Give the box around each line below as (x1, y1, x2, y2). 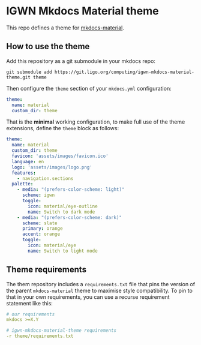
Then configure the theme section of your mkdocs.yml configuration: (6, 85, 172, 92)
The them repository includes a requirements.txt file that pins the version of (6, 280, 196, 287)
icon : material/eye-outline (28, 203, 98, 209)
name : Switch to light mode (28, 248, 98, 254)
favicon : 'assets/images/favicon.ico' (11, 153, 109, 159)
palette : (11, 181, 34, 187)
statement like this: (6, 299, 53, 307)
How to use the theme (6, 41, 90, 52)
